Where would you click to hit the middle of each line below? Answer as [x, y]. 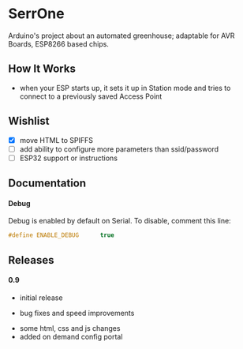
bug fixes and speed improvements [77, 313]
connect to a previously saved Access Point [91, 96]
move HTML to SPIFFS [56, 140]
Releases [31, 260]
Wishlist [29, 121]
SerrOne [36, 14]
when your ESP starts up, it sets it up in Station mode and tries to [125, 88]
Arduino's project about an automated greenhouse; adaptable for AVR [121, 36]
